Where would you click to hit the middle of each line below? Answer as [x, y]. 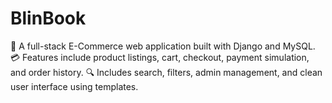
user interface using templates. [74, 86]
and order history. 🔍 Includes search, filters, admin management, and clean [166, 72]
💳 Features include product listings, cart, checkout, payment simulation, [160, 57]
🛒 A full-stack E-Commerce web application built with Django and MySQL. [163, 46]
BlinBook [48, 18]
